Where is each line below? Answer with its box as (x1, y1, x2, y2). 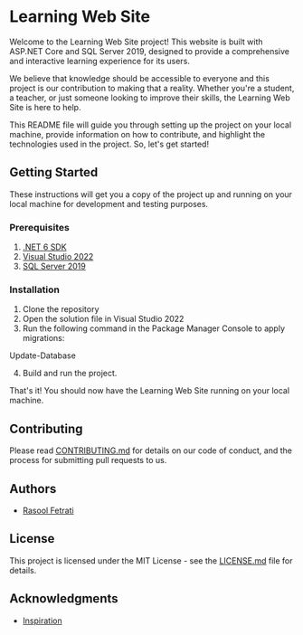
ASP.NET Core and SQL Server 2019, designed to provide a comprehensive (9, 45, 289, 56)
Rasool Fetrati (22, 505, 74, 516)
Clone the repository (22, 304, 99, 315)
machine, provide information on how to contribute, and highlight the (9, 128, 265, 139)
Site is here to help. (9, 101, 81, 112)
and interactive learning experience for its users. (9, 55, 190, 66)
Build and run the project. (22, 368, 118, 379)
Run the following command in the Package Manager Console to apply (22, 323, 286, 334)
